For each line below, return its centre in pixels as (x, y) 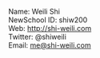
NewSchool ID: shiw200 (48, 20)
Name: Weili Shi (34, 12)
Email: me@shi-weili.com (50, 45)
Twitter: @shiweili (37, 37)
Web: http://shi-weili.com (50, 28)
